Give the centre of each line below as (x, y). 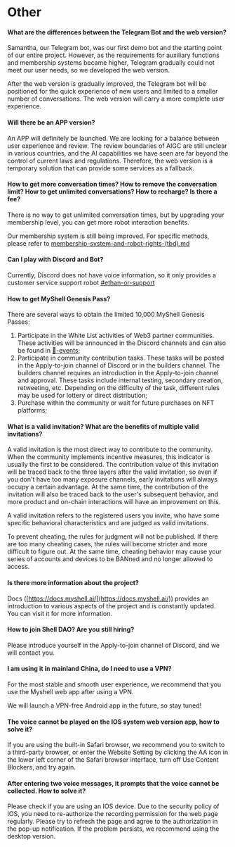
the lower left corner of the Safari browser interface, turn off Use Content (113, 760)
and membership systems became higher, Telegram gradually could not (111, 63)
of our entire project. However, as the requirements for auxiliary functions (113, 55)
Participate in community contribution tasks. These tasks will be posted (121, 358)
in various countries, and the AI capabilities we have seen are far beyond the (118, 153)
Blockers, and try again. (41, 767)
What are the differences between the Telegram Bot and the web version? (117, 32)
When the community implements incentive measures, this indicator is (109, 457)
